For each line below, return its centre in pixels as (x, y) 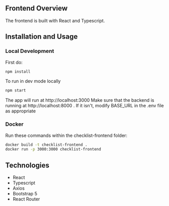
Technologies (27, 165)
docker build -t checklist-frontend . (46, 144)
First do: (14, 62)
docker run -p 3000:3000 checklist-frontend (53, 150)
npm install (18, 71)
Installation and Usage (41, 37)
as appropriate (21, 111)
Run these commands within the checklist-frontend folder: (66, 135)
